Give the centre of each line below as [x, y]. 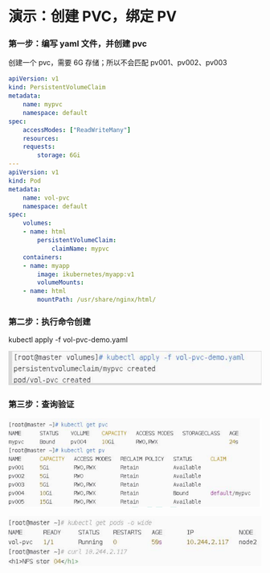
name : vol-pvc [46, 198]
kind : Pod [25, 181]
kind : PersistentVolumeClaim [57, 88]
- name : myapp [46, 266]
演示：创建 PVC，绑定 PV [92, 16]
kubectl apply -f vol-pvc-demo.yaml [68, 340]
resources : [41, 138]
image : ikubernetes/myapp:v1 [86, 274]
